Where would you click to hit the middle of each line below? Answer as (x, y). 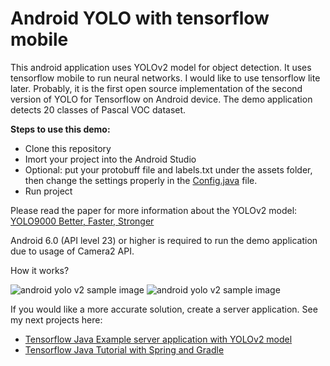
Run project (48, 191)
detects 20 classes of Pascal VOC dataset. (98, 109)
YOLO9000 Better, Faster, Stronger (82, 221)
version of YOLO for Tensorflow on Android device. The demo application (161, 99)
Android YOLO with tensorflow (140, 18)
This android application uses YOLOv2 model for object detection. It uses (161, 67)
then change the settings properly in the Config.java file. (141, 180)
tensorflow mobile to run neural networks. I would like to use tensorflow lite (165, 78)
